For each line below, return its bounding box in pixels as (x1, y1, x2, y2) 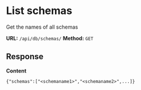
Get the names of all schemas (6, 23, 78, 30)
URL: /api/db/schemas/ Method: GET (6, 34, 94, 41)
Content (6, 67, 26, 74)
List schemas (6, 4, 72, 18)
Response (6, 51, 44, 62)
